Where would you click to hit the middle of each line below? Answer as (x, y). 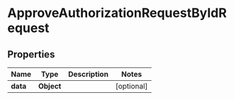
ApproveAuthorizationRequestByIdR (117, 13)
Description (88, 74)
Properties (31, 54)
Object (50, 86)
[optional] (132, 86)
